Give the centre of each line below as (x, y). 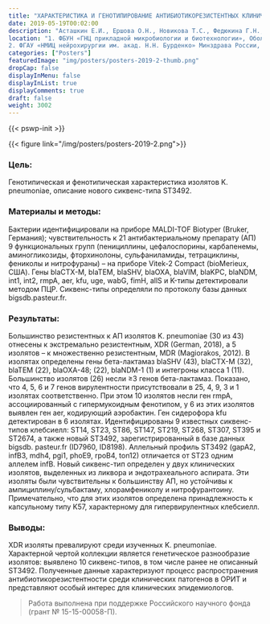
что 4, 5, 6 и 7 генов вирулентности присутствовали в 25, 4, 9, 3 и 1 (124, 388)
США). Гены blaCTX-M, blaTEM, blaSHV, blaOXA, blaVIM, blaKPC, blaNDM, (133, 272)
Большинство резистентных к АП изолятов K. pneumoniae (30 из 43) (126, 336)
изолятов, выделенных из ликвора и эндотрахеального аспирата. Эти (129, 473)
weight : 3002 (30, 105)
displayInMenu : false (45, 76)
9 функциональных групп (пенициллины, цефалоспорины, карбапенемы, (133, 246)
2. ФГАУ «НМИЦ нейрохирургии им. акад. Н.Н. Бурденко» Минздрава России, (135, 46)
